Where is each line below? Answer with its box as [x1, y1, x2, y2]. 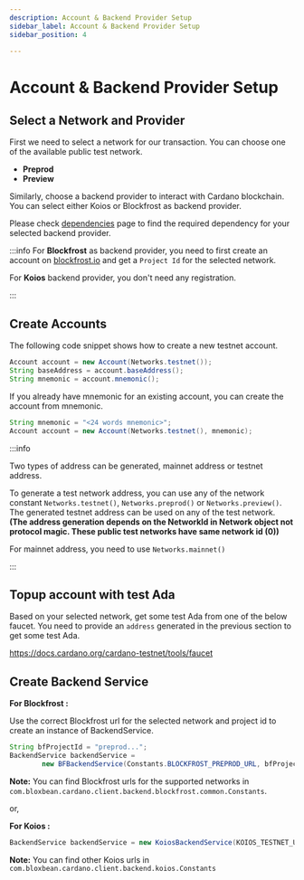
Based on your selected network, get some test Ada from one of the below [9, 611, 288, 622]
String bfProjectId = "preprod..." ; [9, 743, 147, 752]
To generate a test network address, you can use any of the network [9, 487, 265, 498]
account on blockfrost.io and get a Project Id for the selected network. [9, 255, 277, 266]
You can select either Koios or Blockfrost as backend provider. [9, 201, 242, 212]
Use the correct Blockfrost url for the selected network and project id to [9, 715, 277, 726]
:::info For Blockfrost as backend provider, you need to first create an [9, 245, 269, 256]
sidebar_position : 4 [9, 30, 88, 39]
